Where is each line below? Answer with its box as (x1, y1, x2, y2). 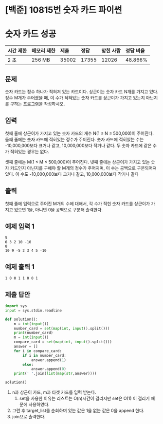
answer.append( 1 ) (31, 357, 67, 363)
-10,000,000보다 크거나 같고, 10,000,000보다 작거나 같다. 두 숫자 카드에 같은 (5, 142, 152, 148)
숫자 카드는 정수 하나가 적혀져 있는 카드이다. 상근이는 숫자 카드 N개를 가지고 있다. (5, 89, 159, 94)
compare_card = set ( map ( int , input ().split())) (14, 339, 112, 345)
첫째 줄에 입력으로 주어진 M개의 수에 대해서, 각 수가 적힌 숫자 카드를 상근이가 (5, 201, 150, 206)
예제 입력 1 (5, 222, 35, 230)
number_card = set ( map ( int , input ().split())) (14, 326, 110, 331)
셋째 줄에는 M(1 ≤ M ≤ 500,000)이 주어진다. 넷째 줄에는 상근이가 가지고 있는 (5, 159, 150, 165)
